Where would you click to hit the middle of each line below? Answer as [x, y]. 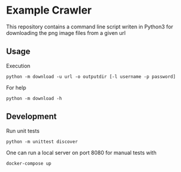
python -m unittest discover [42, 142]
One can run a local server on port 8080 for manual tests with [81, 152]
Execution [18, 66]
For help [16, 87]
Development [32, 117]
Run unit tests [23, 131]
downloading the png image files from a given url [66, 33]
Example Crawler [49, 10]
